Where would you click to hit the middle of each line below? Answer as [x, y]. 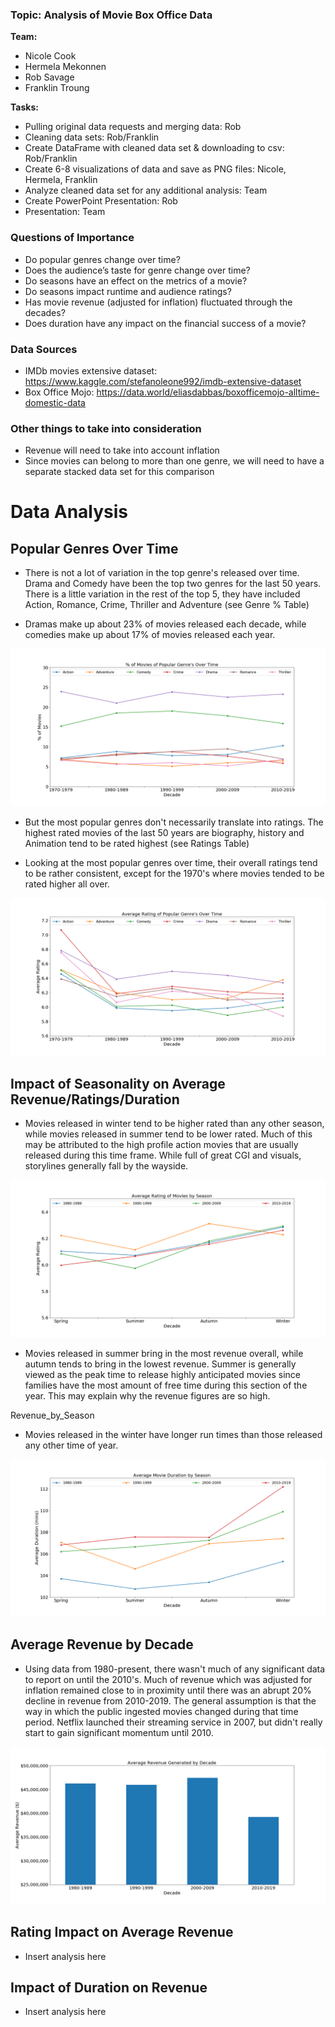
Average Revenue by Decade [102, 1644]
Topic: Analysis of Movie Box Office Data [111, 15]
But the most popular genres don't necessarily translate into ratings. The [174, 822]
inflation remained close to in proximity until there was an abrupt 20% [168, 1690]
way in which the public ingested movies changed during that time [161, 1711]
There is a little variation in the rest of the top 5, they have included [162, 594]
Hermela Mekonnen [65, 67]
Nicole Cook [50, 56]
